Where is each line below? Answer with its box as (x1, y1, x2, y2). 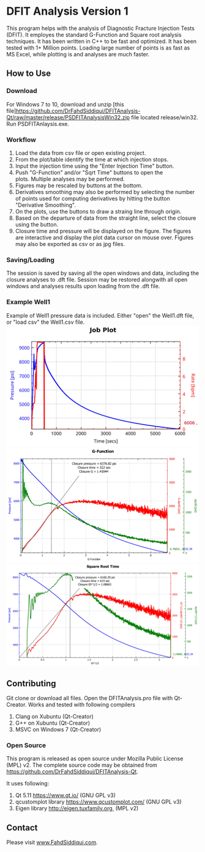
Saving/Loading (6, 255, 55, 264)
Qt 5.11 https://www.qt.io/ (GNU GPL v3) (15, 791, 116, 799)
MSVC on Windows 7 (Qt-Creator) (15, 726, 102, 733)
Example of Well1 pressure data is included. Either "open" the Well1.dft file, (6, 312, 195, 319)
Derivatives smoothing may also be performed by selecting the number (15, 188, 195, 195)
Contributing (6, 678, 56, 689)
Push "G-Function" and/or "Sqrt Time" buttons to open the (15, 168, 163, 176)
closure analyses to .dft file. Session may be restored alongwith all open (6, 276, 188, 283)
